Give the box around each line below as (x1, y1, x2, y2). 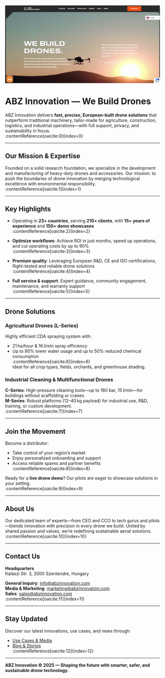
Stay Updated (5, 615, 48, 623)
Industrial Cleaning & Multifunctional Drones (5, 376, 113, 383)
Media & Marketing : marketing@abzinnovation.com (5, 585, 110, 591)
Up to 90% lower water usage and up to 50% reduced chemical (12, 348, 141, 354)
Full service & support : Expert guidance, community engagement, (12, 278, 147, 284)
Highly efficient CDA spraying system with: (5, 333, 92, 339)
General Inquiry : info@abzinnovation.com (5, 580, 90, 586)
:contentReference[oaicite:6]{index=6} (12, 358, 91, 364)
